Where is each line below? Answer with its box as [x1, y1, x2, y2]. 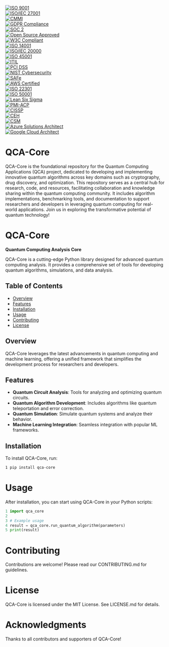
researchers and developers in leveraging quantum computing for [5, 201, 143, 207]
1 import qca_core [5, 508, 44, 514]
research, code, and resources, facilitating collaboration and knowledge [5, 185, 155, 191]
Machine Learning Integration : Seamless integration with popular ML [12, 422, 158, 428]
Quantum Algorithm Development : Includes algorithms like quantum [12, 400, 157, 406]
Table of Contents [5, 282, 63, 290]
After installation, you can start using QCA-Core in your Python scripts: [5, 499, 153, 505]
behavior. [12, 416, 32, 422]
